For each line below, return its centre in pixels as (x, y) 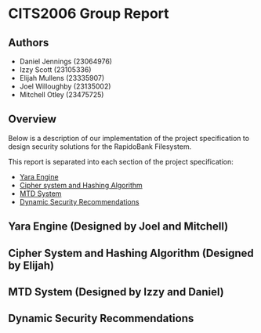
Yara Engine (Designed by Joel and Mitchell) (118, 227)
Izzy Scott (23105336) (55, 70)
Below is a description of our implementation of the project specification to (129, 138)
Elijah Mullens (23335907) (62, 78)
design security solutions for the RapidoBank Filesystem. (100, 147)
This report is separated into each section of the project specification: (121, 161)
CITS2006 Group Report (89, 14)
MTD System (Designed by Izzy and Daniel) (116, 292)
